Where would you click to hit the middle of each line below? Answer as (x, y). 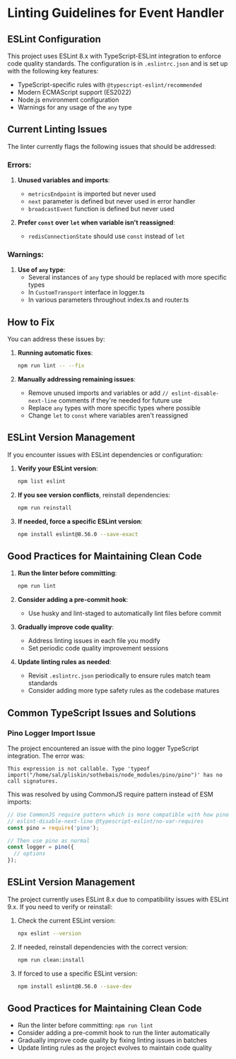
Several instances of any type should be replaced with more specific (128, 278)
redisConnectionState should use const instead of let (106, 236)
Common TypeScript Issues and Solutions (102, 712)
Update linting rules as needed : (64, 662)
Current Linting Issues (57, 130)
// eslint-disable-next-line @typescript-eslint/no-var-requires (105, 821)
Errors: (19, 165)
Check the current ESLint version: (66, 921)
